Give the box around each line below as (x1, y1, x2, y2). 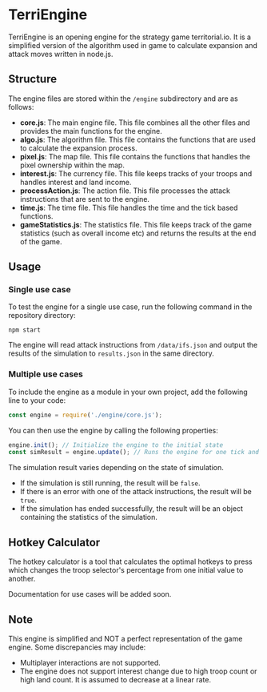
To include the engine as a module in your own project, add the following (8, 387, 248, 396)
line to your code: (8, 395, 66, 405)
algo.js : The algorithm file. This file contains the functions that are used (19, 135, 256, 144)
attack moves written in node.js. (8, 49, 114, 58)
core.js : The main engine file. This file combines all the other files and (19, 118, 250, 127)
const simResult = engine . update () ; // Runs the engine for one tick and (8, 449, 260, 457)
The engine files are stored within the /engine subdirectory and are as (8, 94, 238, 103)
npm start (8, 326, 42, 334)
